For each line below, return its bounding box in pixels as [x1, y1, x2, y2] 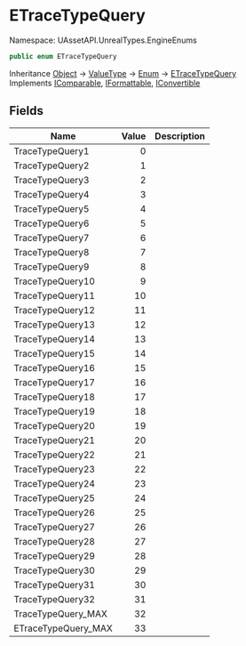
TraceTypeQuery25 [13, 491, 96, 504]
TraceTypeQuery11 [13, 289, 96, 302]
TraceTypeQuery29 [13, 549, 96, 561]
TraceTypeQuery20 [13, 419, 96, 432]
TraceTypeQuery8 [13, 246, 90, 258]
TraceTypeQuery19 [13, 405, 96, 417]
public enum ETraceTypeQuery [9, 52, 117, 61]
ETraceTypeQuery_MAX [13, 622, 113, 634]
